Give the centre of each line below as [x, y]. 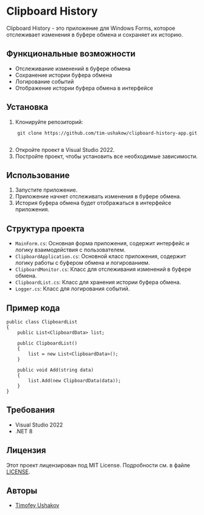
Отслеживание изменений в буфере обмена [73, 68]
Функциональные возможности [71, 54]
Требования [30, 410]
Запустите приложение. [46, 190]
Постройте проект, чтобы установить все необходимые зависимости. [106, 156]
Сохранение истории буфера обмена [64, 75]
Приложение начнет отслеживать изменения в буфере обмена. [98, 196]
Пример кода [33, 308]
